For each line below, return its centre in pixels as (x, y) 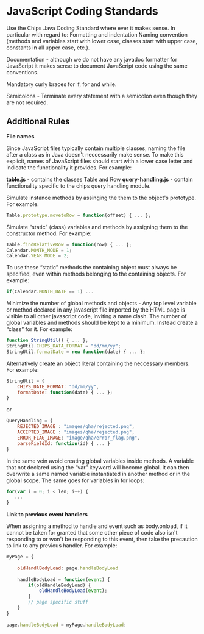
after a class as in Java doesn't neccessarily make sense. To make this (95, 154)
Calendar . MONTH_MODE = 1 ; (39, 250)
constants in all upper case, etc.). (48, 48)
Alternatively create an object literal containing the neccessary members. (98, 363)
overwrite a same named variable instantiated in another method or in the (98, 474)
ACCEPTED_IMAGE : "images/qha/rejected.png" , (76, 432)
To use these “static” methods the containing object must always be (92, 268)
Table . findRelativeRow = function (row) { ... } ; (69, 244)
